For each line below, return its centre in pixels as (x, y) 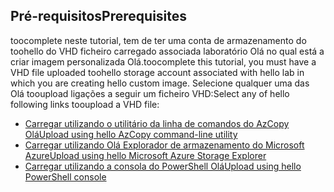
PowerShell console (65, 176)
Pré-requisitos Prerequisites (99, 16)
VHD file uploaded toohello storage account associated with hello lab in (157, 72)
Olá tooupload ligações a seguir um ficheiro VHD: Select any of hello (150, 93)
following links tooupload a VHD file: (85, 104)
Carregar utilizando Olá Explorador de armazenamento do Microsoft (164, 145)
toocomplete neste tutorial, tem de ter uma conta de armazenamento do (158, 40)
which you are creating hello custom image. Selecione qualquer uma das (160, 83)
